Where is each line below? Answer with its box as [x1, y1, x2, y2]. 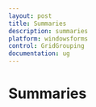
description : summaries [8, 27, 89, 35]
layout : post [8, 11, 52, 20]
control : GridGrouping [8, 42, 85, 50]
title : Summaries [8, 19, 67, 28]
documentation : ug [8, 49, 70, 58]
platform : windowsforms [8, 34, 89, 43]
